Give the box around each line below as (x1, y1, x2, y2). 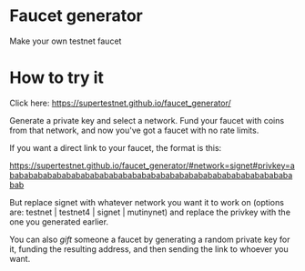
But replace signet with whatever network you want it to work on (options (9, 196, 285, 207)
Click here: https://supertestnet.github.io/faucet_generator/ (9, 97, 232, 108)
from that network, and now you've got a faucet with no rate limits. (9, 125, 259, 135)
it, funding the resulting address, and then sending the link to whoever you (9, 243, 289, 255)
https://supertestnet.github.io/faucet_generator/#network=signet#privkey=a (9, 160, 296, 171)
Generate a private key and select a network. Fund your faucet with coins (9, 115, 285, 125)
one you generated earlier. (9, 216, 109, 227)
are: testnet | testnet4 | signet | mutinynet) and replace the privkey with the (9, 206, 291, 217)
